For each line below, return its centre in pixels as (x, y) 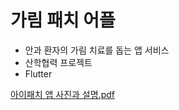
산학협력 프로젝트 (58, 62)
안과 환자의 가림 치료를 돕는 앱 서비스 (97, 50)
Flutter (38, 73)
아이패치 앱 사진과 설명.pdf (62, 94)
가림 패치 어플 (63, 20)
